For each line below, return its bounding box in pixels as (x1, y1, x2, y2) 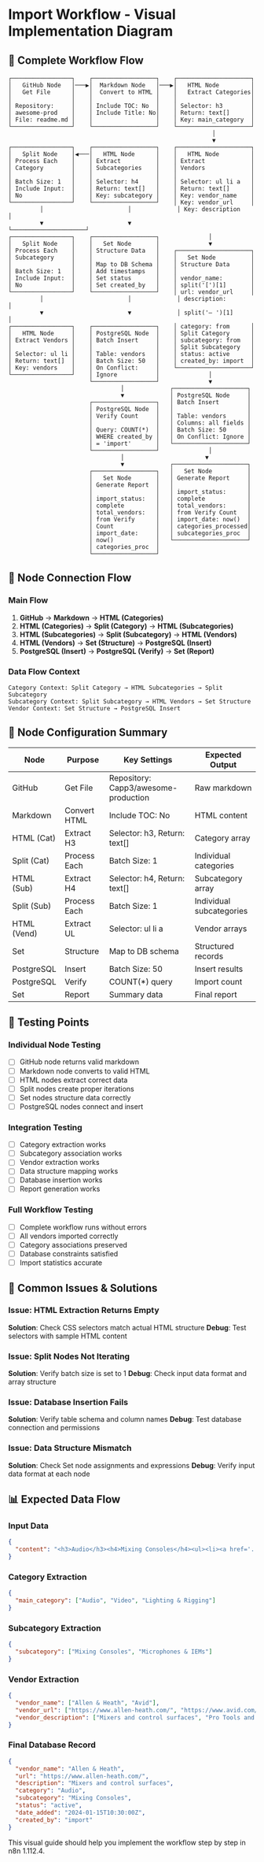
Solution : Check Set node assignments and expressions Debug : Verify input (8, 1460, 255, 1470)
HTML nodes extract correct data (19, 1075, 128, 1085)
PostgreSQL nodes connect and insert (19, 1101, 144, 1111)
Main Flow (8, 595, 49, 606)
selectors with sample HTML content (8, 1331, 127, 1341)
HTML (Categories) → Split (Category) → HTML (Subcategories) (19, 621, 234, 631)
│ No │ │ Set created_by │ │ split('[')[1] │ (8, 281, 255, 289)
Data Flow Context (8, 666, 80, 677)
